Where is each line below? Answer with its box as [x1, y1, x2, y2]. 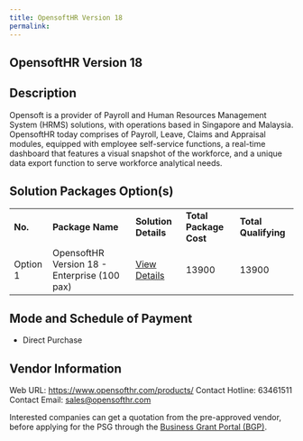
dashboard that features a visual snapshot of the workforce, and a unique [9, 148, 282, 159]
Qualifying [239, 226, 286, 239]
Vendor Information [9, 361, 122, 376]
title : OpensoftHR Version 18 [9, 13, 124, 23]
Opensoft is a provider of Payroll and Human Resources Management [9, 109, 268, 120]
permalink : [9, 22, 50, 31]
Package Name [52, 220, 119, 233]
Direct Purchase [22, 335, 83, 345]
